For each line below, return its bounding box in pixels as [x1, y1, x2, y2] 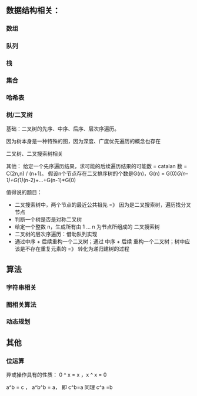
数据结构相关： [6, 5, 61, 16]
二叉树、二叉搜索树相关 [6, 150, 63, 157]
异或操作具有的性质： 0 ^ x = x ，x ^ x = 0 [6, 371, 107, 378]
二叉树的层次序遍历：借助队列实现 [14, 231, 98, 238]
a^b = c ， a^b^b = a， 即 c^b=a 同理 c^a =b [6, 384, 113, 391]
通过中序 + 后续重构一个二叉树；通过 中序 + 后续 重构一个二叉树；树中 [14, 238, 185, 245]
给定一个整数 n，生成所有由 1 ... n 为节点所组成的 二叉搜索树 [14, 223, 160, 230]
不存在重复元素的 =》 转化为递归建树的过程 [25, 246, 129, 253]
